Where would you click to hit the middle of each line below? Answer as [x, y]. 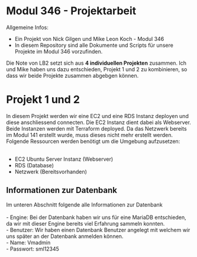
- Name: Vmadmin [28, 242]
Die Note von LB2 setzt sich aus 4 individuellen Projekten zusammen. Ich [96, 63]
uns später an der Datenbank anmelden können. [65, 236]
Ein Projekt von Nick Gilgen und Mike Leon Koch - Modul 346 [89, 39]
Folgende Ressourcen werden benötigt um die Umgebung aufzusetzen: [93, 141]
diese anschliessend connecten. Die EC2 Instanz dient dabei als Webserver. [98, 122]
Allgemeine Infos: [27, 27]
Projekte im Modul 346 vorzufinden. [59, 51]
